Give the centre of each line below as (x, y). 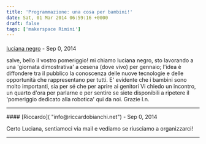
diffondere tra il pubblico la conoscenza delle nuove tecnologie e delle (95, 73)
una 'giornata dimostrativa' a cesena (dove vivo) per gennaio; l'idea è (94, 67)
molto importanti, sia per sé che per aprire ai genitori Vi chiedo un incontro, (101, 86)
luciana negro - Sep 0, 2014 (41, 48)
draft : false (23, 23)
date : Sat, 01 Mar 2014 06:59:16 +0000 (57, 18)
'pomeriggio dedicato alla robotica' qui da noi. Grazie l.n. (78, 99)
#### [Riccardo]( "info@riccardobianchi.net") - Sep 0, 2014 (82, 117)
